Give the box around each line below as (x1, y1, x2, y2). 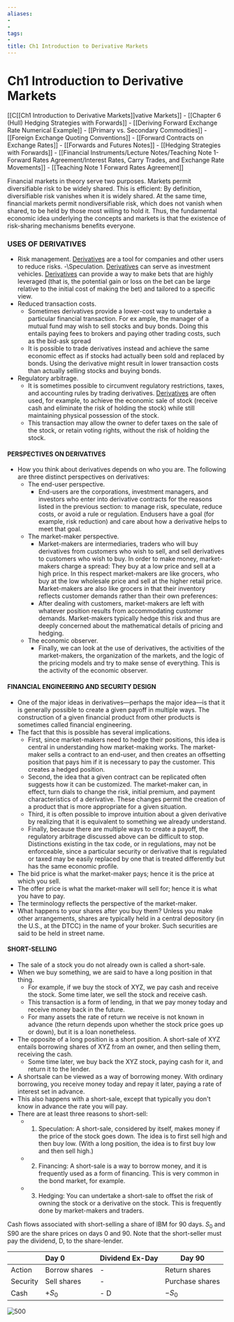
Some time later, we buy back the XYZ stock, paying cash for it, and (27, 1057, 224, 1065)
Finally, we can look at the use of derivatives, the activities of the (38, 644, 225, 653)
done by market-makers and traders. (38, 1206, 145, 1215)
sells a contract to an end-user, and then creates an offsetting (47, 750, 226, 758)
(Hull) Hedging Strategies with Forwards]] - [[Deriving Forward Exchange (7, 118, 218, 127)
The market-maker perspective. (27, 532, 119, 540)
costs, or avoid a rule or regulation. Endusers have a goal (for (38, 510, 214, 519)
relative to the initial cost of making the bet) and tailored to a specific (17, 285, 215, 293)
